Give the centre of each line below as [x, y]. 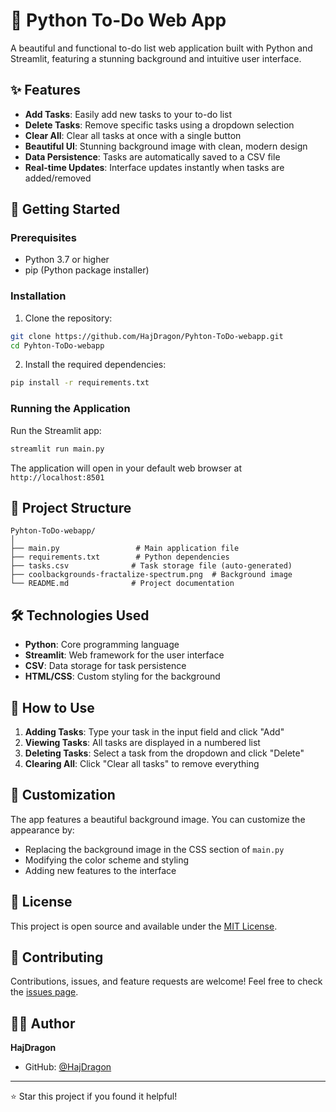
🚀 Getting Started [65, 209]
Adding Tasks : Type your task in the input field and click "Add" [154, 731]
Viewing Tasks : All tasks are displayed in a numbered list [142, 742]
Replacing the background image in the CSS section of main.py [154, 849]
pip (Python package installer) [87, 270]
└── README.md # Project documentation [122, 584]
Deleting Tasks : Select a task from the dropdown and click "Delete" [164, 753]
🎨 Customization [63, 795]
